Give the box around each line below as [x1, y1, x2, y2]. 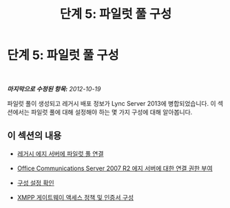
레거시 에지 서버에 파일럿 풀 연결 [17, 149, 104, 158]
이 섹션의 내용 [7, 130, 62, 141]
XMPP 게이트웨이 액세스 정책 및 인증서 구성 [17, 193, 134, 201]
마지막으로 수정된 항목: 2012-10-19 [7, 84, 101, 93]
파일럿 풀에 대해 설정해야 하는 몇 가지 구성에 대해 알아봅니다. [30, 108, 193, 116]
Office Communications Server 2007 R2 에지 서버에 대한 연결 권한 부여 [17, 164, 213, 172]
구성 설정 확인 [17, 178, 54, 187]
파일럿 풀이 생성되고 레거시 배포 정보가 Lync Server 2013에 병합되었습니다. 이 [7, 99, 216, 107]
